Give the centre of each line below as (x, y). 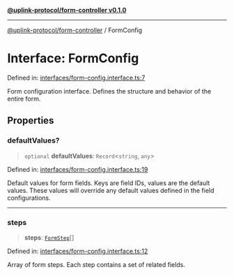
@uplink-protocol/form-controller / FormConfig (75, 30)
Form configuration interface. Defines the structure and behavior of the (109, 91)
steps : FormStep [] (49, 238)
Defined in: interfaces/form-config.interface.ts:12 (78, 251)
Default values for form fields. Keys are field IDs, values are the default (109, 183)
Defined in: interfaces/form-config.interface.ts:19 (78, 169)
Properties (31, 121)
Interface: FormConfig (73, 58)
